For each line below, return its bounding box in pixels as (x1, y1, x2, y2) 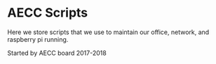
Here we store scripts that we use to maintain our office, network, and (7, 28, 210, 36)
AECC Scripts (7, 5, 88, 21)
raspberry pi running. (7, 35, 69, 43)
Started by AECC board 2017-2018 (7, 49, 107, 57)
